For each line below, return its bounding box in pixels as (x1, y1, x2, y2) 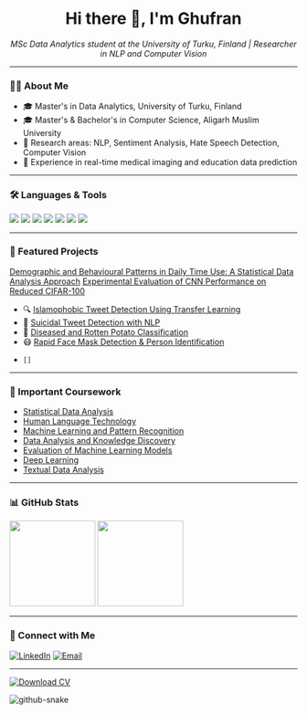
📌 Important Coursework (9, 385, 122, 398)
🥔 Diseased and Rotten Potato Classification (22, 326, 189, 337)
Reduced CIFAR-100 (9, 285, 85, 296)
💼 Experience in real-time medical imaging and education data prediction (22, 157, 298, 168)
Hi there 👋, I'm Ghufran (65, 8, 242, 29)
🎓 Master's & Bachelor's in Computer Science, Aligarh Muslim (22, 114, 259, 126)
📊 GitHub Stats (9, 497, 79, 509)
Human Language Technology (22, 415, 137, 427)
